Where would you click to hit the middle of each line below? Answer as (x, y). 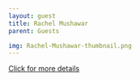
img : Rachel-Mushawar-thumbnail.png (70, 45)
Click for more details (44, 69)
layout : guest (32, 16)
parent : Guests (34, 31)
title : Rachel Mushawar (49, 23)
